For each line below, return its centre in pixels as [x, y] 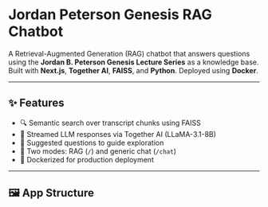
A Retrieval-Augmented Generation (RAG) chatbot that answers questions [129, 53]
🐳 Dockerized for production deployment [87, 159]
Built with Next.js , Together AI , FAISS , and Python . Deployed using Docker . [134, 70]
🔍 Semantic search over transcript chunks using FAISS [110, 123]
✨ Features [36, 103]
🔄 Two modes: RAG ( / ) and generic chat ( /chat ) [98, 151]
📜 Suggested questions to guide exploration [92, 143]
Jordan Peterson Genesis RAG [110, 15]
